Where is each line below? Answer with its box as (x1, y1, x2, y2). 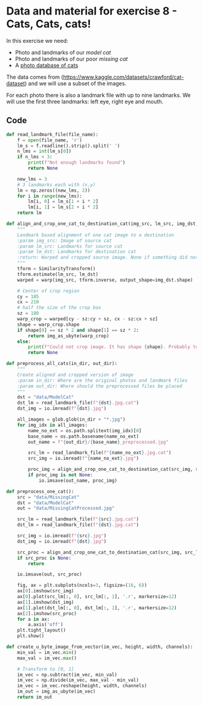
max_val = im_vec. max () (17, 655, 77, 661)
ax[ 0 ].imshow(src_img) (17, 588, 74, 594)
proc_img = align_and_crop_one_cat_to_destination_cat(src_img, (28, 467, 193, 473)
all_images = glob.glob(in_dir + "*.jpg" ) (17, 416, 126, 423)
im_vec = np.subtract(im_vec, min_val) (17, 672, 118, 678)
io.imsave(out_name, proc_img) (38, 478, 118, 484)
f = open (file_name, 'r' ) (17, 137, 83, 143)
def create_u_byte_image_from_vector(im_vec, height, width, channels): (6, 644, 193, 650)
